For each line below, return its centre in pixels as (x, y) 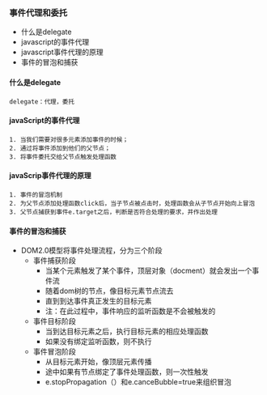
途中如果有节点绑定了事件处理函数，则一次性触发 (127, 372)
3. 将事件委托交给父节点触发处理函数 (63, 157)
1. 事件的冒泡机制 (36, 195)
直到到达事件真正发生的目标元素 (98, 301)
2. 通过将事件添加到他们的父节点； (60, 148)
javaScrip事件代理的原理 (50, 176)
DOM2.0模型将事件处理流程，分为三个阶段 (91, 251)
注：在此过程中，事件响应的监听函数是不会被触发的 (130, 311)
